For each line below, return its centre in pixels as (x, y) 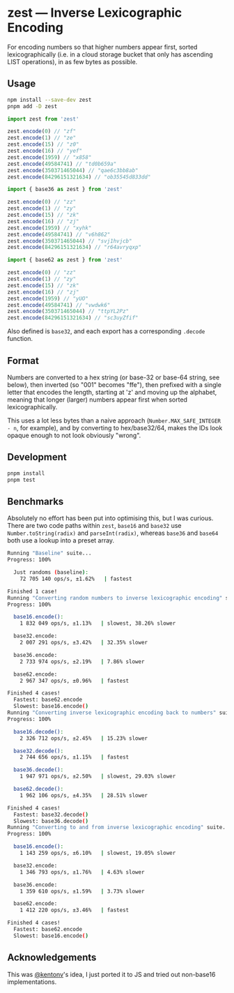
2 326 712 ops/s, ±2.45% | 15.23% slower (84, 738)
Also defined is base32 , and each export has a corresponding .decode (106, 331)
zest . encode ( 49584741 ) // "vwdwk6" (59, 305)
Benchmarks (36, 501)
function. (20, 339)
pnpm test (22, 480)
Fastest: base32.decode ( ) (51, 814)
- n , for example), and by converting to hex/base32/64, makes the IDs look (115, 427)
